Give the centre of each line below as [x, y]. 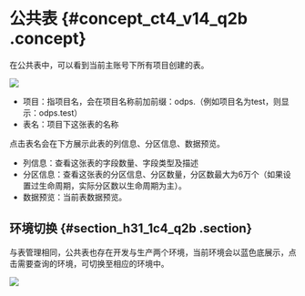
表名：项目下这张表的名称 [71, 124]
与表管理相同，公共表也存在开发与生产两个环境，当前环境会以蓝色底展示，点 [153, 252]
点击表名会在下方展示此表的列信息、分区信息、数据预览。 [117, 143]
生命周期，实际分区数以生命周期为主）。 [112, 185]
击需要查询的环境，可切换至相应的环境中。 [89, 263]
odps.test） [61, 112]
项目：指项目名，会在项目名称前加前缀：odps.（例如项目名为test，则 [152, 101]
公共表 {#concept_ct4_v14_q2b [129, 19]
